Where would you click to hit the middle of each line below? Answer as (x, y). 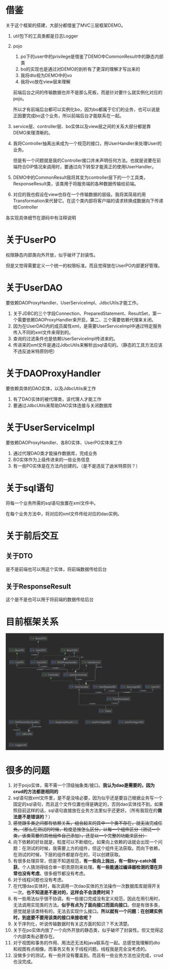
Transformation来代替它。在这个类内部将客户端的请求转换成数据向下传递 (88, 201)
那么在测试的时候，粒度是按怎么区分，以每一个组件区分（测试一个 (92, 829)
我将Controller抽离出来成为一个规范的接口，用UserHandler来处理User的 (87, 143)
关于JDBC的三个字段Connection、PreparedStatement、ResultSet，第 (85, 313)
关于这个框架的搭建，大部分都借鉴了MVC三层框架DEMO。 (66, 25)
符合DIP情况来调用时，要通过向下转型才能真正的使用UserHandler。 (87, 166)
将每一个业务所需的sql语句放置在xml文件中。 (52, 503)
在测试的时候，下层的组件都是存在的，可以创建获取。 (68, 855)
